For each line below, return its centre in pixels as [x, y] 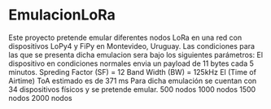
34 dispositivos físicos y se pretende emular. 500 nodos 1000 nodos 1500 [132, 89]
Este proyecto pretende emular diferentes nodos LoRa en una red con [125, 37]
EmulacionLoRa [62, 15]
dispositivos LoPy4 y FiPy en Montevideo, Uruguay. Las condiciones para [131, 46]
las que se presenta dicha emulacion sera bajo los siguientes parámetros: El [135, 54]
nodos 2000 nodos [40, 98]
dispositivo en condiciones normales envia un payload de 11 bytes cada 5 [131, 63]
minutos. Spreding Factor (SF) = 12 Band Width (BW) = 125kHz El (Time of [132, 72]
